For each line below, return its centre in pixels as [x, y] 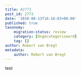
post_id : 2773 [19, 14]
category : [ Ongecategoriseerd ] [45, 37]
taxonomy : [15, 28]
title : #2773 [18, 9]
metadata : [15, 50]
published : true [21, 23]
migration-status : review [40, 32]
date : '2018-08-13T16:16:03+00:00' [41, 18]
